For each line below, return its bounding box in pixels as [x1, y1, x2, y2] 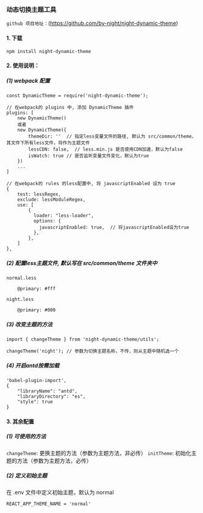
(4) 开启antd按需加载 [6, 361, 60, 369]
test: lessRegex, [17, 191, 62, 197]
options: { [33, 218, 62, 224]
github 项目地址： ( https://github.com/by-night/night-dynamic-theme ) [6, 19, 179, 27]
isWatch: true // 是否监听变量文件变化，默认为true [28, 153, 149, 159]
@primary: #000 [17, 307, 56, 313]
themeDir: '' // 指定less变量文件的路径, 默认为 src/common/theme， [28, 133, 197, 140]
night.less [6, 297, 34, 303]
